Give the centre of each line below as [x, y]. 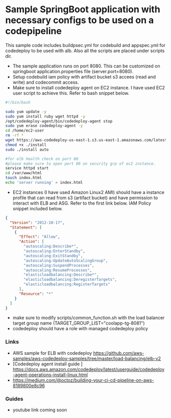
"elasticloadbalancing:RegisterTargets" [67, 284]
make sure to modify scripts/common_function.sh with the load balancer [89, 318]
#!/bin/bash [18, 102]
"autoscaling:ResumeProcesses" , [58, 270]
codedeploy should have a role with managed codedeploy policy [80, 329]
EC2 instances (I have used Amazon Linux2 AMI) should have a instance [88, 192]
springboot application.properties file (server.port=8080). [73, 71]
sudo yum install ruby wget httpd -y [45, 116]
